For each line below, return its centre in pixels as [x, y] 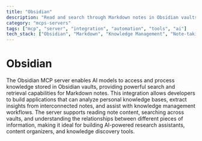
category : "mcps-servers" [38, 23]
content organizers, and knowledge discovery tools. [71, 131]
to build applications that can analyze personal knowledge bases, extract [97, 100]
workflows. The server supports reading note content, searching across [95, 112]
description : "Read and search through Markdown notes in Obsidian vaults [102, 17]
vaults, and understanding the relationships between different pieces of [95, 119]
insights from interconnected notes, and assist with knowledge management [101, 106]
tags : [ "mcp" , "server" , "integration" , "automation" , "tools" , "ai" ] [96, 28]
